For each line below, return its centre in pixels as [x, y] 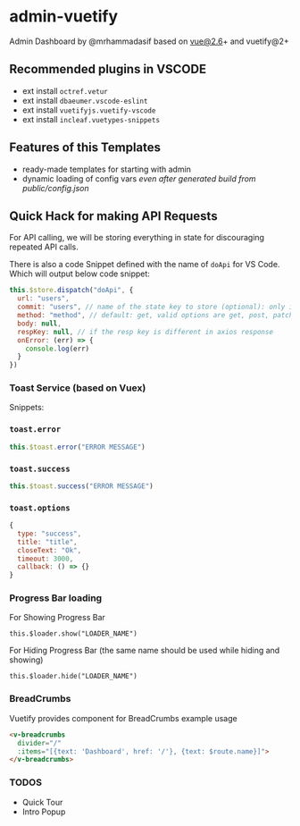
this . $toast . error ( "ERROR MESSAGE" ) [77, 447]
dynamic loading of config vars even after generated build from [139, 178]
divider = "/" [40, 743]
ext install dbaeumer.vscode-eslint [85, 100]
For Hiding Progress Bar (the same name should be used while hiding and [145, 651]
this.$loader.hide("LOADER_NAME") [74, 677]
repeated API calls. [44, 247]
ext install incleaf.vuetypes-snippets [91, 119]
